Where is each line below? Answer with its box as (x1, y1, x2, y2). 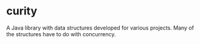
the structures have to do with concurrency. (6, 30, 116, 37)
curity (6, 4, 38, 18)
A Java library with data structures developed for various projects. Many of (6, 24, 195, 31)
